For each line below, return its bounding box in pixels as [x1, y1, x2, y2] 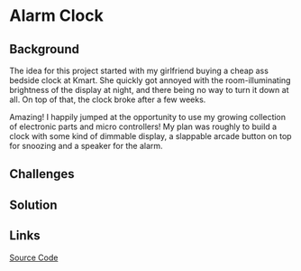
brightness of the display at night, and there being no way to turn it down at [9, 85, 289, 95]
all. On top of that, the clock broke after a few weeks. [9, 94, 206, 105]
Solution [9, 197, 58, 212]
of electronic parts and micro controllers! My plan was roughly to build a [9, 121, 278, 132]
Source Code [9, 252, 59, 263]
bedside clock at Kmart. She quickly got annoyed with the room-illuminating [9, 75, 291, 86]
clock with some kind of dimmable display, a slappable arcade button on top [9, 131, 292, 141]
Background [9, 42, 79, 57]
